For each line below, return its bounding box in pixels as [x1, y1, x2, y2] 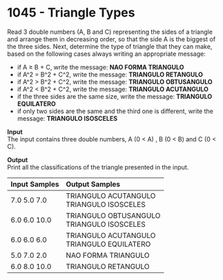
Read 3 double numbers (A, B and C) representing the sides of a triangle [7, 28, 213, 36]
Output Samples [65, 179, 121, 189]
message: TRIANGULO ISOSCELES [17, 114, 118, 122]
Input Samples [10, 179, 59, 189]
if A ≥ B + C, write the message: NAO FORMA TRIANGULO [17, 63, 184, 71]
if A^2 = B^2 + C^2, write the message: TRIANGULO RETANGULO [17, 70, 204, 79]
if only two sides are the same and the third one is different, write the [17, 107, 214, 115]
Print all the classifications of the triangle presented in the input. [7, 163, 189, 171]
